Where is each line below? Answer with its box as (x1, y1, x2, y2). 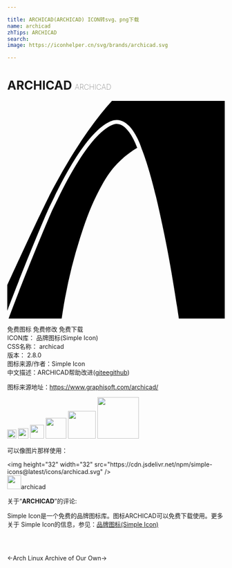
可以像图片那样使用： (7, 446, 68, 455)
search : (7, 35, 30, 42)
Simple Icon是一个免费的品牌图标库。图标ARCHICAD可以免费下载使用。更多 (7, 512, 223, 520)
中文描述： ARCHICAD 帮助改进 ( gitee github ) (7, 368, 130, 377)
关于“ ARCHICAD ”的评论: (7, 497, 77, 505)
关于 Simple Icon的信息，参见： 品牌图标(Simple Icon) (7, 520, 159, 529)
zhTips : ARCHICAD (7, 29, 57, 36)
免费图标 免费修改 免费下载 (7, 325, 84, 334)
